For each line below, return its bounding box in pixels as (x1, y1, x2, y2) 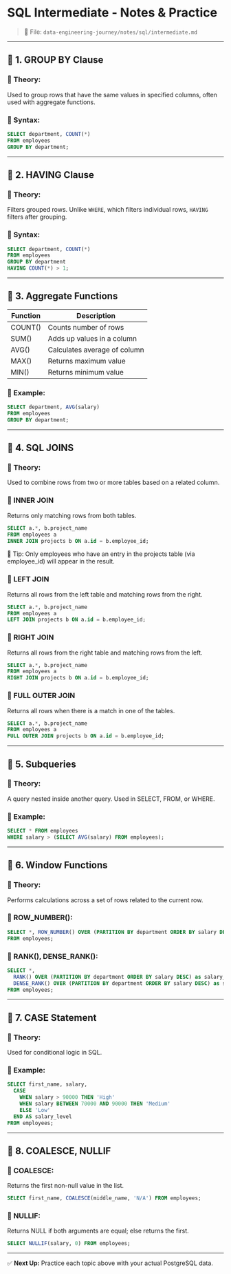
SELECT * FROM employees (7, 828, 78, 835)
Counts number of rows (47, 322, 124, 332)
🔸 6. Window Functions (7, 859, 108, 871)
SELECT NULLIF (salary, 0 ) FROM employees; (7, 1240, 131, 1247)
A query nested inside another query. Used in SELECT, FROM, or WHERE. (7, 795, 215, 803)
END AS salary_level (13, 1113, 72, 1120)
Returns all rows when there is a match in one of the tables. (7, 706, 175, 715)
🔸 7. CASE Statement (7, 1012, 97, 1024)
